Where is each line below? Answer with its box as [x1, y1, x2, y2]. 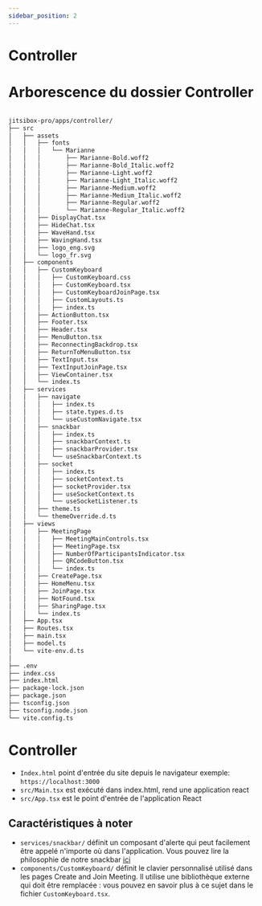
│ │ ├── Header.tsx [8, 326, 88, 334]
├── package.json [8, 692, 67, 700]
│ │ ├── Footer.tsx [8, 318, 88, 326]
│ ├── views [8, 520, 56, 528]
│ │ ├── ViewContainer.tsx [8, 370, 113, 378]
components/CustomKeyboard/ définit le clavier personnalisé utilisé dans [19, 863, 253, 873]
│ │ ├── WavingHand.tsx [8, 236, 103, 244]
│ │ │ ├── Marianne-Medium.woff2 [8, 184, 157, 192]
